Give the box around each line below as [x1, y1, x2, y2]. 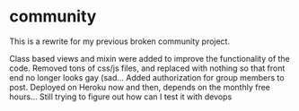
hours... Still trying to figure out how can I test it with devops [9, 91, 233, 102]
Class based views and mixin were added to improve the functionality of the [9, 53, 290, 64]
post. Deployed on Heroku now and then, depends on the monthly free [9, 81, 271, 92]
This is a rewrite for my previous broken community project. [9, 36, 231, 47]
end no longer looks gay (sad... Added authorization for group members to [9, 72, 285, 82]
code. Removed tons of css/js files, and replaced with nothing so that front [9, 63, 286, 73]
